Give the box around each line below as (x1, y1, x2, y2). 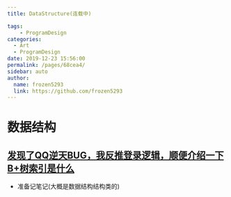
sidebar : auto (7, 68, 49, 75)
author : (7, 74, 30, 81)
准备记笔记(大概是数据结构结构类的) (17, 182, 120, 191)
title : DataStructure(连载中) (7, 10, 92, 17)
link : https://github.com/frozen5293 (13, 88, 123, 95)
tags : (7, 22, 23, 30)
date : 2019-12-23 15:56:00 (7, 55, 86, 63)
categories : (7, 36, 42, 42)
